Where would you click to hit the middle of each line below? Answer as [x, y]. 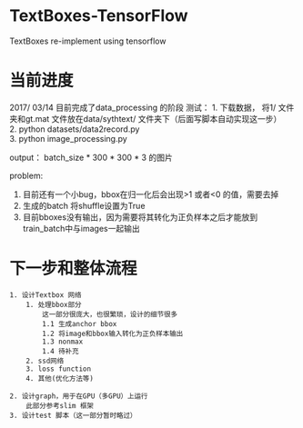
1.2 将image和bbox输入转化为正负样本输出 [113, 333]
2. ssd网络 [45, 361]
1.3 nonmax [63, 342]
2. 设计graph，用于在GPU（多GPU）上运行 [79, 396]
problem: [26, 175]
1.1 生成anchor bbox [80, 323]
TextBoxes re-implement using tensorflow [88, 41]
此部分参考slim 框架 [60, 405]
